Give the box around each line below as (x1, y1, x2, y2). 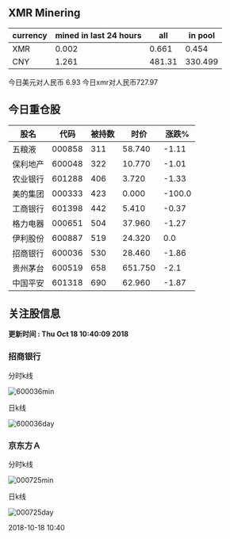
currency (12, 29, 48, 40)
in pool (188, 29, 216, 40)
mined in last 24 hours (55, 29, 142, 40)
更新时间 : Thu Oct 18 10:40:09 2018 (8, 329, 129, 339)
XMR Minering (8, 6, 81, 20)
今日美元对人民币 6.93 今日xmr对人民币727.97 (8, 77, 159, 86)
